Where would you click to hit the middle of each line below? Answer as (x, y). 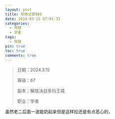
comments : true (21, 55)
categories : (17, 23)
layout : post (18, 10)
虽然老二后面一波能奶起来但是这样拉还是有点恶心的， (59, 112)
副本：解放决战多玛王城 (41, 91)
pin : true (15, 46)
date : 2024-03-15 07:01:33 (33, 19)
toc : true (15, 51)
